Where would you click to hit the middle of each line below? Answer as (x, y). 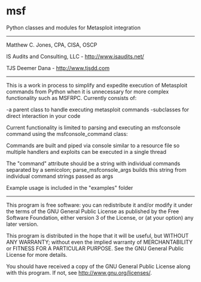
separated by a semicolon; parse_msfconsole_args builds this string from (96, 169)
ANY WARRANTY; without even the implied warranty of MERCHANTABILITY (100, 242)
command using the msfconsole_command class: (67, 134)
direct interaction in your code (43, 116)
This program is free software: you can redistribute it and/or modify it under (99, 205)
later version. (22, 224)
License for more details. (37, 254)
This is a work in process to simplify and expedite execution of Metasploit (97, 85)
